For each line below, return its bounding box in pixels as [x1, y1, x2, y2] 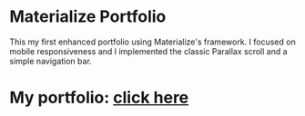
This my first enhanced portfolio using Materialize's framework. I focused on [9, 36, 296, 47]
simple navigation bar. [9, 55, 93, 66]
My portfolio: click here [9, 88, 189, 108]
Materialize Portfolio [9, 6, 167, 27]
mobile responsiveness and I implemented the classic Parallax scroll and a [9, 45, 289, 56]
